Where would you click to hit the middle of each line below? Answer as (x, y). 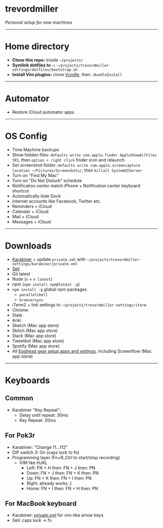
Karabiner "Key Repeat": (36, 410)
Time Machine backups (35, 149)
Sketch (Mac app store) (35, 325)
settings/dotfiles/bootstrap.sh (45, 70)
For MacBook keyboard (41, 504)
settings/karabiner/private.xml (45, 264)
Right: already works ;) (49, 483)
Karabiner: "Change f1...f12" (40, 447)
